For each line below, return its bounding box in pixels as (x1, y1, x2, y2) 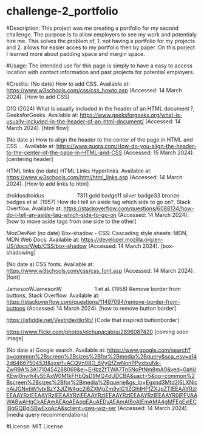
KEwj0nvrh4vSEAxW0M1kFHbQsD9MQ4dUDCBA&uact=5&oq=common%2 (6, 372, 195, 379)
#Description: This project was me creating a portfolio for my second (6, 24, 179, 32)
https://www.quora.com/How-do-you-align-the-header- (56, 142, 197, 149)
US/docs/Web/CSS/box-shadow (6, 242, 87, 250)
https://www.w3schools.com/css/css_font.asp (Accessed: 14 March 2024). (6, 267, 195, 274)
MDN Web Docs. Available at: (6, 236, 80, 243)
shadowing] (6, 248, 36, 256)
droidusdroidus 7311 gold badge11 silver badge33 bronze (6, 191, 180, 199)
